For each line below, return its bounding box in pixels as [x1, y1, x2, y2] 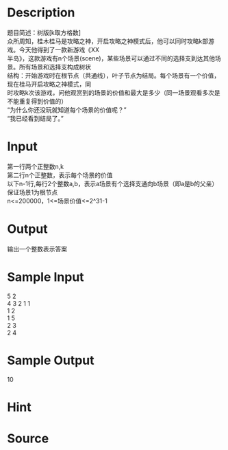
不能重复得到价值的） [7, 97, 67, 105]
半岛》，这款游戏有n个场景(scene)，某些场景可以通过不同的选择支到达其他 [7, 54, 216, 63]
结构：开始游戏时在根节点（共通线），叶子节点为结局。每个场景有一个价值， [7, 71, 220, 80]
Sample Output [7, 352, 94, 368]
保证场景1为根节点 [7, 188, 58, 196]
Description [7, 5, 75, 21]
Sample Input [7, 269, 84, 284]
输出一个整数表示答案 [7, 245, 67, 253]
